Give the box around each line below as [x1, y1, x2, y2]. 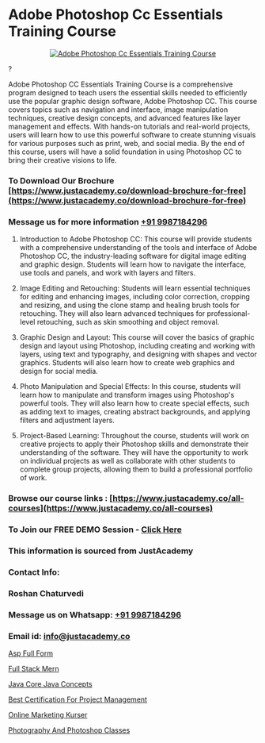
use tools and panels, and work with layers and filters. [19, 268, 196, 278]
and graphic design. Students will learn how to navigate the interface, [19, 260, 247, 269]
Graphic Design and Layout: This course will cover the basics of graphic [19, 333, 255, 342]
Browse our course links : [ [8, 493, 113, 504]
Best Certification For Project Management [8, 695, 148, 704]
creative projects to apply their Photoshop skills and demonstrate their [19, 439, 249, 449]
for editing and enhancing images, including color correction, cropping [19, 292, 251, 302]
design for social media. [19, 367, 99, 376]
